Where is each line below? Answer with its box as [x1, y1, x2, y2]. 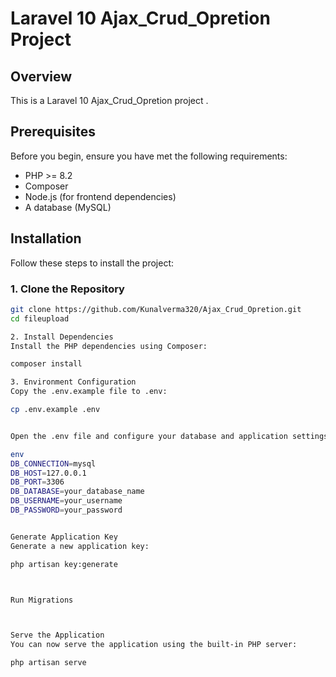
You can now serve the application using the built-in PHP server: [10, 640, 298, 650]
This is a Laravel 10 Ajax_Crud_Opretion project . [10, 95, 209, 106]
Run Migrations [10, 595, 74, 605]
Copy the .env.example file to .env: [10, 387, 168, 397]
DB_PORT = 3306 [10, 477, 65, 487]
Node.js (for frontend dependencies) [24, 190, 177, 202]
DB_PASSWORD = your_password [10, 505, 123, 516]
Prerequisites [10, 123, 96, 141]
